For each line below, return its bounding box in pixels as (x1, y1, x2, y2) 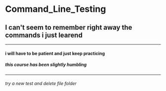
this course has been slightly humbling (5, 62, 87, 68)
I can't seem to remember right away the (5, 23, 132, 32)
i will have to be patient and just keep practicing (5, 50, 105, 56)
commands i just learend (5, 31, 83, 39)
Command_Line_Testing (5, 3, 106, 15)
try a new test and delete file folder (5, 81, 77, 87)
